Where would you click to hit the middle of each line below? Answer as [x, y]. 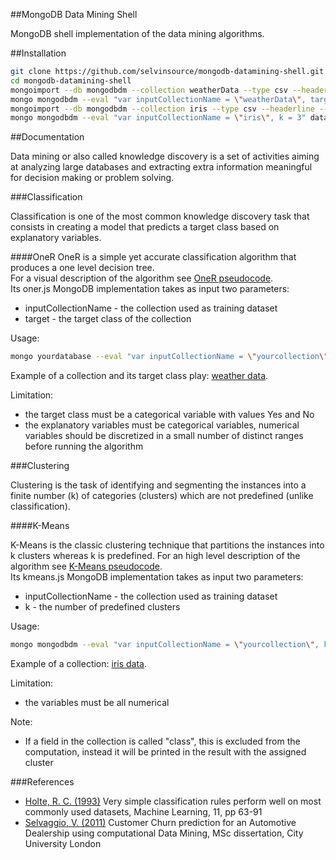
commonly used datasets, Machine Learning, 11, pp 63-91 [143, 812]
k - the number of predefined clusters [102, 607]
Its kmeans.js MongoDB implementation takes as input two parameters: [157, 577]
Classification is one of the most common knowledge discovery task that [160, 216]
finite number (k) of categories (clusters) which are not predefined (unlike [162, 496]
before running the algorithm [84, 446]
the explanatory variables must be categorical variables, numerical [162, 425]
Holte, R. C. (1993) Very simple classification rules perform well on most [173, 801]
